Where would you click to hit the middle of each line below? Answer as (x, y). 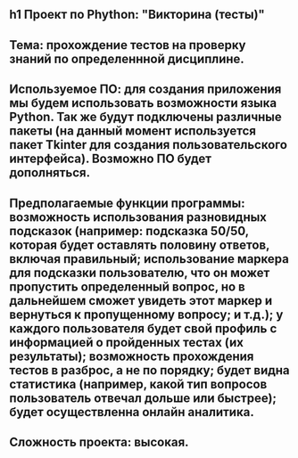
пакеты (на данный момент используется (133, 131)
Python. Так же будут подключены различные (146, 117)
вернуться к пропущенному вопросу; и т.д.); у (146, 314)
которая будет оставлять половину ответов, (140, 245)
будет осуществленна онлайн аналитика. (132, 412)
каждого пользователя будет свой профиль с (143, 328)
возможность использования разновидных (138, 217)
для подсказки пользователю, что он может (140, 272)
